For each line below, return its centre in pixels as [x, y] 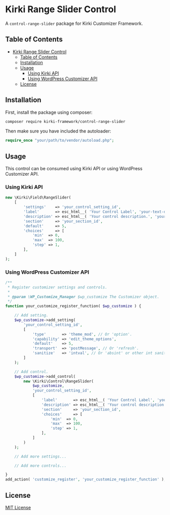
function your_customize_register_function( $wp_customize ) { [73, 306]
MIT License [18, 508]
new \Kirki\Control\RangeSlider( [59, 381]
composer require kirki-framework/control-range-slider [65, 121]
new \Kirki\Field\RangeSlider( [38, 198]
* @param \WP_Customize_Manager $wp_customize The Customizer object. [83, 297]
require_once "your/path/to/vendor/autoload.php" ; [60, 141]
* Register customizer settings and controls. [57, 287]
